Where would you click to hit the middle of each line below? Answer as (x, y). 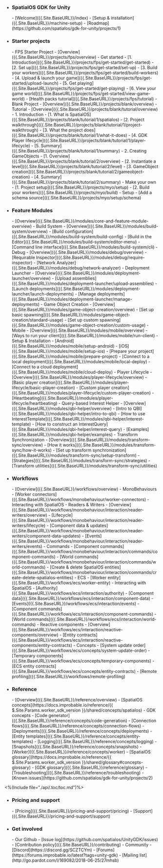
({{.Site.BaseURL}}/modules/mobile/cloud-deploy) (62, 372)
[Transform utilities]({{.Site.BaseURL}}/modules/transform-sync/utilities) (84, 466)
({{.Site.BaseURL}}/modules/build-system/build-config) (68, 236)
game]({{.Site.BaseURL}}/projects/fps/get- (109, 78)
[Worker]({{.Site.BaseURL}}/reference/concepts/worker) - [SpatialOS (81, 752)
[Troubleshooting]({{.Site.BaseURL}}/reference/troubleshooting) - (78, 773)
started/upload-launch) (35, 83)
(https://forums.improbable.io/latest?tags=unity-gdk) (65, 855)
